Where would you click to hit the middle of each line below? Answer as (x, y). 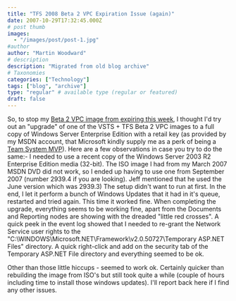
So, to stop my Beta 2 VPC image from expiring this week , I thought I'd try (114, 119)
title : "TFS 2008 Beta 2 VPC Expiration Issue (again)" (91, 14)
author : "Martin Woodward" (47, 54)
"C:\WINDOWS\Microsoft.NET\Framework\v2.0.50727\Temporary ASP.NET (116, 239)
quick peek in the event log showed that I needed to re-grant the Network (114, 224)
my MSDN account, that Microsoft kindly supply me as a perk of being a (112, 141)
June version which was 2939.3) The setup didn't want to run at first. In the (117, 186)
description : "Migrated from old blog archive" (79, 66)
